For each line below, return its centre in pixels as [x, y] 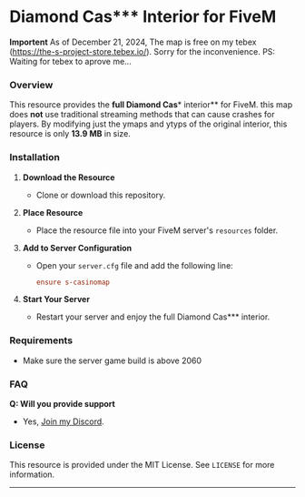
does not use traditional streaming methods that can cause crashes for [142, 115]
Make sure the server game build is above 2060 [112, 360]
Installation [35, 157]
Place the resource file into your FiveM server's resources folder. [157, 230]
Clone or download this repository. [101, 195]
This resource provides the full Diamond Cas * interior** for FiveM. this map [151, 105]
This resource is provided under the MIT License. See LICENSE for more [142, 465]
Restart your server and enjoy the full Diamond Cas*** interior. [153, 317]
